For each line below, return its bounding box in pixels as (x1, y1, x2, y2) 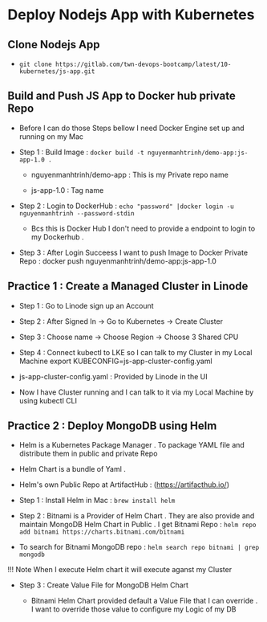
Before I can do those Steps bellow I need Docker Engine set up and (18, 123, 245, 133)
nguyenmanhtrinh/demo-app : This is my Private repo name (30, 170, 229, 179)
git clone (18, 60, 53, 68)
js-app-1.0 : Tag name (30, 185, 104, 194)
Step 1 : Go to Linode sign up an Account (18, 301, 154, 310)
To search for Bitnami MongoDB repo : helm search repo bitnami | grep (18, 542, 260, 552)
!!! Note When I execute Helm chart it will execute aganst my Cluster (7, 565, 233, 575)
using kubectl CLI (18, 395, 78, 405)
